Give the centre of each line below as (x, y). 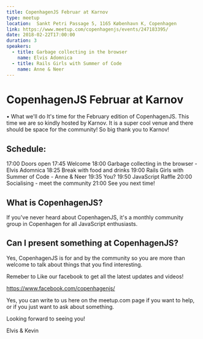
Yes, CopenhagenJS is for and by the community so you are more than (96, 258)
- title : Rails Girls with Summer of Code (67, 63)
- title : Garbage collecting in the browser (70, 52)
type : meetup (23, 18)
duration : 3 (21, 41)
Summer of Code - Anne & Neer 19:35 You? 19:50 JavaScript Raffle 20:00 (99, 177)
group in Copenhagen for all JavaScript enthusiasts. (72, 224)
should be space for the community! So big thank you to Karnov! (88, 130)
